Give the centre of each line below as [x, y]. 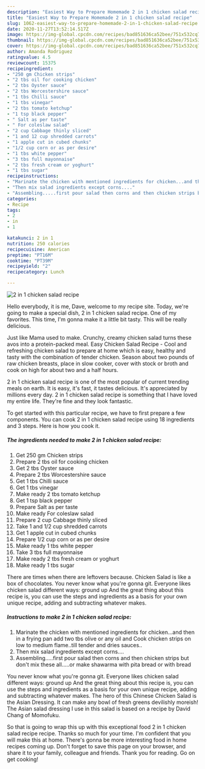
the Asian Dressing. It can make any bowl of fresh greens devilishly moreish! [102, 702]
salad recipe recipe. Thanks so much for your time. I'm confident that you [99, 733]
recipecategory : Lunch [36, 272]
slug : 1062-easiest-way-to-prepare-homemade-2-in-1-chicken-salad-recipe [102, 23]
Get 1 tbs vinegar [37, 487]
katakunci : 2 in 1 [30, 238]
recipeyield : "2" [29, 266]
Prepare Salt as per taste [47, 507]
